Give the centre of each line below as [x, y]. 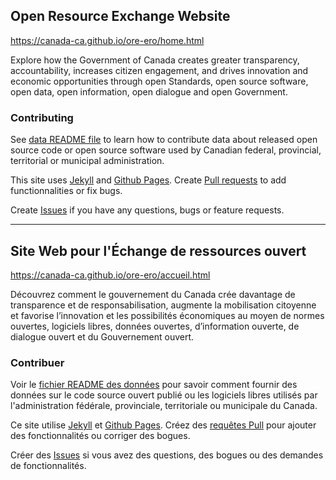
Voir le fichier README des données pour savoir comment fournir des [154, 385]
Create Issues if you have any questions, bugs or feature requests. [147, 210]
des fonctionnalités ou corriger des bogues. [100, 436]
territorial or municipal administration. [87, 161]
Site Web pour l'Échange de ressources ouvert [158, 250]
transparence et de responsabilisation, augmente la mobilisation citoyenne [163, 305]
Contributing [42, 117]
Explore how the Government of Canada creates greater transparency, [155, 60]
